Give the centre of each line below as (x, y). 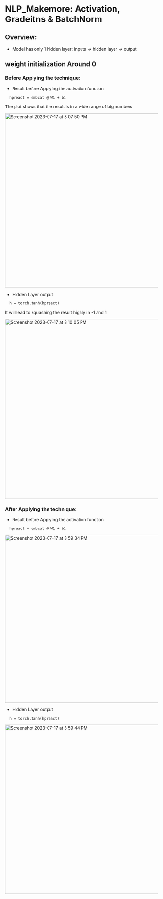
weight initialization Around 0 (50, 64)
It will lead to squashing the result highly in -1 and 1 (56, 312)
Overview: (21, 37)
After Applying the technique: (41, 509)
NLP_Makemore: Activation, (63, 9)
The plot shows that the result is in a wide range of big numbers (69, 106)
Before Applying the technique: (43, 78)
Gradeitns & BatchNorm (54, 19)
